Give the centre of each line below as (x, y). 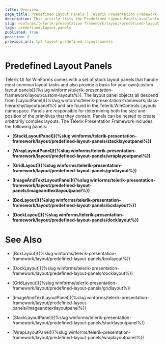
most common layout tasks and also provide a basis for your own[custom (79, 84)
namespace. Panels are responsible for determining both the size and (75, 110)
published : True (22, 32)
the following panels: (26, 126)
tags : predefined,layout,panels (38, 28)
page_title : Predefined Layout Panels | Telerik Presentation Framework (81, 14)
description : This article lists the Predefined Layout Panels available (82, 19)
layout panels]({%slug (27, 90)
